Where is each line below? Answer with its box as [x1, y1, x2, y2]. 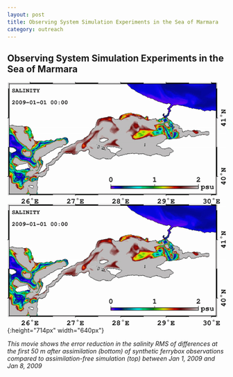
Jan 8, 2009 [7, 362, 42, 370]
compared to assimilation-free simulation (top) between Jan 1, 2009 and [7, 354, 216, 363]
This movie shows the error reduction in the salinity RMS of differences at [7, 340, 218, 348]
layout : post [7, 11, 45, 18]
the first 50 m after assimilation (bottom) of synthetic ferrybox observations [7, 347, 224, 356]
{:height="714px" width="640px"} [7, 326, 105, 335]
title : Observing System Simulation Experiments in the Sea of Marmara [7, 18, 218, 26]
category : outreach [7, 26, 64, 33]
